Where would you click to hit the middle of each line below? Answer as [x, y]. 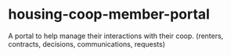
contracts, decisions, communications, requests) [87, 44]
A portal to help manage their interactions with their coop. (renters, [116, 36]
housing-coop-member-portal [109, 14]
